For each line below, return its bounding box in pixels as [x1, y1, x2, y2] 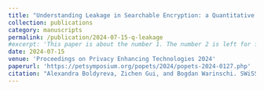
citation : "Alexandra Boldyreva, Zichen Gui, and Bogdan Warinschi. [8, 70, 237, 77]
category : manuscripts [8, 26, 82, 34]
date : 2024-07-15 [8, 48, 65, 56]
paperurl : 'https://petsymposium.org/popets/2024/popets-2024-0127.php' [8, 63, 251, 70]
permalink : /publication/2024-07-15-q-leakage [8, 33, 163, 41]
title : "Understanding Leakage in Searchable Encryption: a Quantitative [8, 11, 255, 20]
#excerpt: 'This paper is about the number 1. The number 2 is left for [8, 41, 251, 49]
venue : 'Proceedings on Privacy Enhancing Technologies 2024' [8, 56, 216, 63]
